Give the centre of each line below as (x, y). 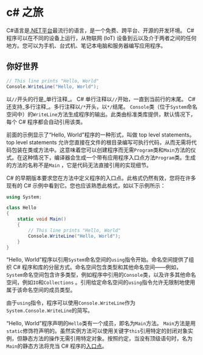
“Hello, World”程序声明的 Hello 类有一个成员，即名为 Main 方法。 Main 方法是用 (101, 323)
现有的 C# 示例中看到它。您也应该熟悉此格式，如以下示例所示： (86, 185)
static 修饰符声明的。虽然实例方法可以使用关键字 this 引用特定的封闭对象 (97, 331)
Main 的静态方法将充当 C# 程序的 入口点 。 (57, 346)
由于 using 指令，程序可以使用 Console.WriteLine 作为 (71, 303)
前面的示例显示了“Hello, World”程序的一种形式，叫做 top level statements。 (101, 135)
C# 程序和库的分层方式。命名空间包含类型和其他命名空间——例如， (97, 267)
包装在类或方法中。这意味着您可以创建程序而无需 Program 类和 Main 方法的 (101, 150)
